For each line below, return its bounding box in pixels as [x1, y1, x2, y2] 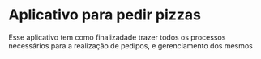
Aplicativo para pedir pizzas [8, 6, 201, 24]
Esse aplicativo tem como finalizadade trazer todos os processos [8, 32, 226, 42]
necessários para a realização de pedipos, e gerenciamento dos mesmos [8, 40, 253, 50]
